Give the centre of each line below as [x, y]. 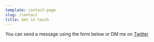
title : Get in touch [27, 19]
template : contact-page [31, 10]
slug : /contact [21, 15]
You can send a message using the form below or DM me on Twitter [77, 34]
